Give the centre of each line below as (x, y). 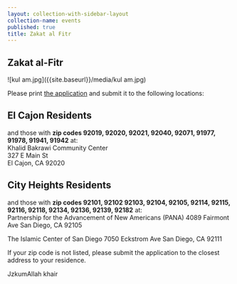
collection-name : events (44, 21)
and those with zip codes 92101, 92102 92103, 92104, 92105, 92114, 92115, (119, 202)
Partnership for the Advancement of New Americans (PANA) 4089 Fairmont (118, 217)
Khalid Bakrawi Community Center (58, 148)
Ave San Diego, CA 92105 (45, 225)
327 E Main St (28, 155)
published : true (31, 27)
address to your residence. (47, 260)
